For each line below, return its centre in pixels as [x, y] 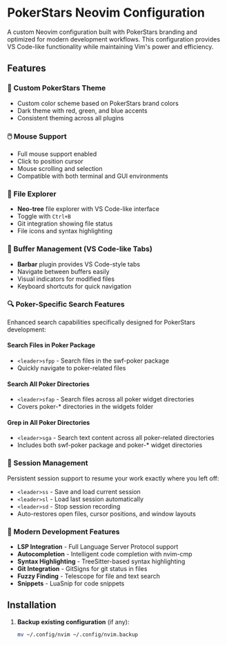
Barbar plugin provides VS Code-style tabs [78, 264]
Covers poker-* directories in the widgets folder [85, 407]
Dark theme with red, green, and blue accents [82, 110]
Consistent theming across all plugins [70, 118]
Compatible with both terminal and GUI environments [92, 176]
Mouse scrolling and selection [60, 168]
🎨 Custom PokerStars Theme [57, 88]
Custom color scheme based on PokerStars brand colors [98, 103]
